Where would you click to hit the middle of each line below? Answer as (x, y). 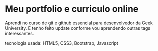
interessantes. (20, 33)
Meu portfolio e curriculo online (72, 9)
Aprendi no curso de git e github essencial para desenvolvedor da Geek (79, 23)
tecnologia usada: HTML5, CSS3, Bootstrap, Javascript (62, 43)
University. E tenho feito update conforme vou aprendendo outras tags (78, 28)
